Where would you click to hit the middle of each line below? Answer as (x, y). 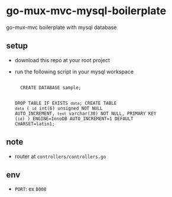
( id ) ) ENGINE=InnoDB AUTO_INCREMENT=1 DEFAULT (74, 119)
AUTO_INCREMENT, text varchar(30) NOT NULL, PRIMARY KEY (85, 114)
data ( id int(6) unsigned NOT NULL (59, 108)
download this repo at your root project (62, 60)
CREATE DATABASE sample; (51, 88)
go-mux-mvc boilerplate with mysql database (61, 27)
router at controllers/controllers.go (60, 156)
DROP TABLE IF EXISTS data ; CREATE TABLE (66, 103)
